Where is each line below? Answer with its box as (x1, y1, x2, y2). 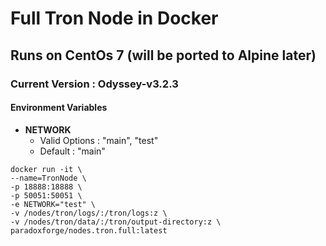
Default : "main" (39, 145, 106, 157)
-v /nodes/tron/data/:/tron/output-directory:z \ (10, 217, 222, 227)
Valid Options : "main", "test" (39, 134, 159, 146)
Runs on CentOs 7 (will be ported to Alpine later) (10, 47, 317, 64)
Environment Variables (10, 102, 108, 114)
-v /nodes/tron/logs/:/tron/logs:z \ (10, 208, 168, 218)
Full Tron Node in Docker (10, 7, 219, 30)
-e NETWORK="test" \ (10, 199, 97, 209)
